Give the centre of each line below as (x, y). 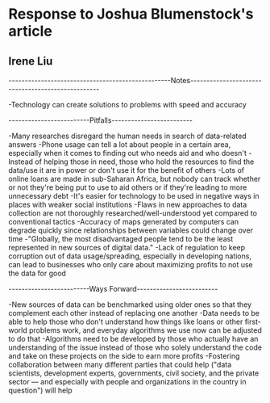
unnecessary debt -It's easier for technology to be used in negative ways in (134, 196)
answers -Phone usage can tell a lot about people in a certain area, (120, 145)
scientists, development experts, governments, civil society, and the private (134, 373)
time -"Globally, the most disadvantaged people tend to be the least (121, 239)
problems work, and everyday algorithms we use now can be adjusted (145, 330)
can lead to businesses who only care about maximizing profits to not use (131, 264)
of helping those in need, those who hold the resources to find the (145, 162)
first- (253, 321)
